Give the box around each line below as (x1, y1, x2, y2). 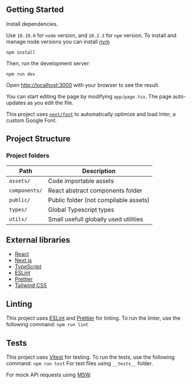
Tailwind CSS (14, 282, 47, 289)
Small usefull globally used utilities (48, 215, 143, 223)
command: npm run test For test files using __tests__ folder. (6, 359, 153, 367)
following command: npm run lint (6, 321, 89, 328)
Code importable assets (48, 177, 114, 185)
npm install (6, 49, 35, 55)
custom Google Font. (6, 117, 57, 124)
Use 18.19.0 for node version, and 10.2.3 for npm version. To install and (6, 32, 177, 39)
